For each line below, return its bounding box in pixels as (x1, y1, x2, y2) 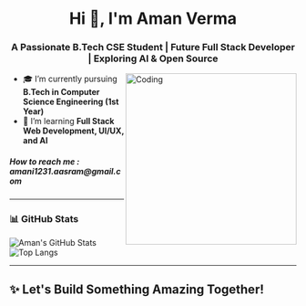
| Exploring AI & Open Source (87, 52, 219, 65)
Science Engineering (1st (22, 96, 119, 108)
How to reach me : (9, 156, 80, 167)
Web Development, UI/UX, (22, 125, 125, 136)
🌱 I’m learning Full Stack (22, 116, 115, 127)
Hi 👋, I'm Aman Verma (68, 8, 238, 29)
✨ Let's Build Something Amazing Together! (9, 282, 264, 298)
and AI (22, 135, 48, 146)
